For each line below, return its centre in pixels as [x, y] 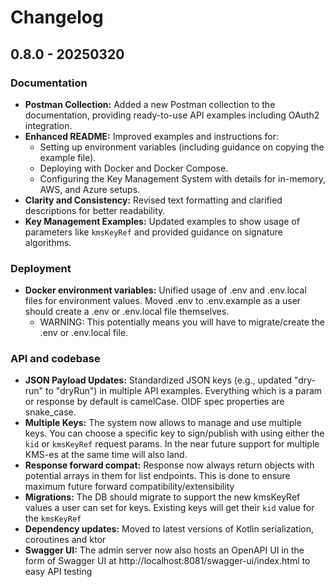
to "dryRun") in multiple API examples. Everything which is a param [184, 391]
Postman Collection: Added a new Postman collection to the [150, 104]
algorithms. [48, 242]
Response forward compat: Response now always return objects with [169, 465]
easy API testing [58, 572]
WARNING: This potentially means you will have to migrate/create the [182, 322]
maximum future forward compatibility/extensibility [129, 487]
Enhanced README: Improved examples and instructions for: [152, 136]
